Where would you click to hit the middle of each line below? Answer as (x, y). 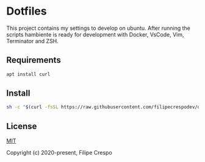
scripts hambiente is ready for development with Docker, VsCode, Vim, (95, 34)
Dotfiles (27, 11)
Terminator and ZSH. (33, 41)
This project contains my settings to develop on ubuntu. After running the (99, 28)
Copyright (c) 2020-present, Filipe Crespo (59, 153)
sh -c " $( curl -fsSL (33, 107)
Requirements (34, 60)
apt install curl (28, 74)
